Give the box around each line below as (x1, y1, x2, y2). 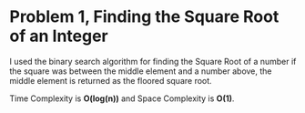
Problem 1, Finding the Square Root (9, 6, 280, 27)
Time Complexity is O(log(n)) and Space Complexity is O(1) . (9, 93, 235, 104)
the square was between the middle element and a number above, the (9, 66, 272, 77)
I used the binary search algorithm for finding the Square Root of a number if (9, 56, 297, 67)
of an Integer (9, 26, 108, 46)
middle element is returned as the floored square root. (9, 75, 212, 86)
